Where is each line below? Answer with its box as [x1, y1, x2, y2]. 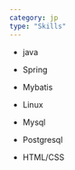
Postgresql [22, 134, 63, 145]
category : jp [9, 13, 59, 23]
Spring [22, 64, 48, 75]
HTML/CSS [22, 151, 65, 163]
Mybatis [22, 81, 53, 92]
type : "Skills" [9, 22, 67, 31]
